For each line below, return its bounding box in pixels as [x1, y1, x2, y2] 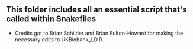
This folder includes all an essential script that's [6, 5, 188, 15]
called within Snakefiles [6, 14, 96, 24]
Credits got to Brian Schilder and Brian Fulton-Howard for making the [14, 30, 184, 37]
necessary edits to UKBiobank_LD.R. [14, 35, 104, 43]
